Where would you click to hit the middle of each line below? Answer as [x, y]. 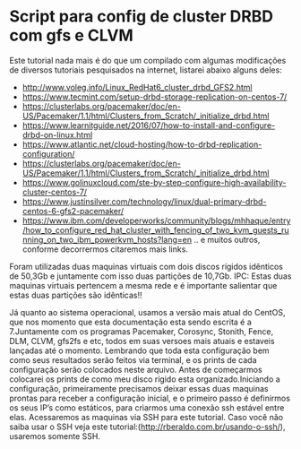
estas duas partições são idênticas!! [76, 295]
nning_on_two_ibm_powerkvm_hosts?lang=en [107, 239]
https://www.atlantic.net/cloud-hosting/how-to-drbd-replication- [142, 144]
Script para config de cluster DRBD [142, 17]
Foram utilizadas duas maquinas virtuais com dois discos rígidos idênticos [146, 266]
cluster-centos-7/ [55, 192]
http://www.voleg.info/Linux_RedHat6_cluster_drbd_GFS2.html [137, 87]
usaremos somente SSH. [55, 436]
